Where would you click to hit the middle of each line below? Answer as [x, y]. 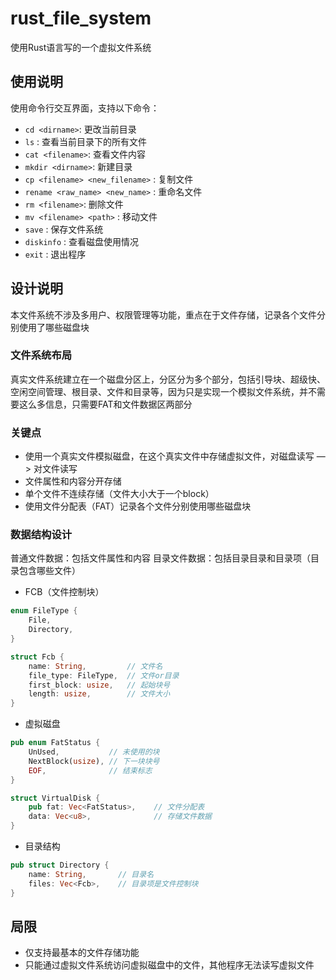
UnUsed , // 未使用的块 [94, 752]
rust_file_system [81, 18]
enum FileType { [44, 611]
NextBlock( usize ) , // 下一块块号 [94, 761]
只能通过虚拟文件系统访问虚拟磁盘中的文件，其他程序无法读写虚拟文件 [169, 965]
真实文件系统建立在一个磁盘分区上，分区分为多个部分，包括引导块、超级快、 [168, 379]
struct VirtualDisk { [55, 798]
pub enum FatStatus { [55, 743]
